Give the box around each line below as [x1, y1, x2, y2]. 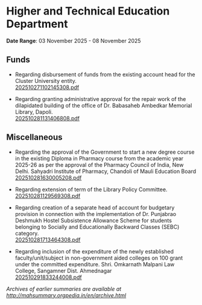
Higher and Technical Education [6, 4, 170, 18]
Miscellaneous [6, 132, 63, 143]
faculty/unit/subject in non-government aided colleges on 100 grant [14, 254, 183, 261]
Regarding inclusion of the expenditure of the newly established [14, 248, 174, 255]
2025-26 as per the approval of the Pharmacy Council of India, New [14, 161, 184, 168]
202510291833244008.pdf [14, 274, 83, 281]
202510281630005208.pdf [14, 174, 82, 181]
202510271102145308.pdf [14, 84, 80, 91]
